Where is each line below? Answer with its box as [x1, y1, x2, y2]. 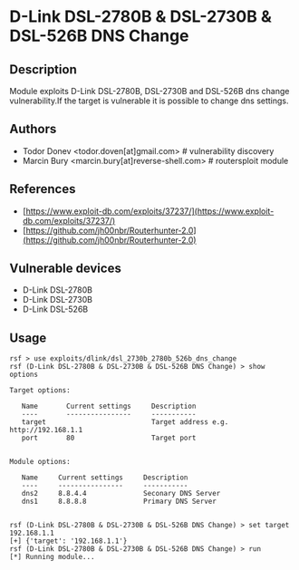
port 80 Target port [21, 433, 197, 443]
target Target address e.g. [21, 418, 229, 427]
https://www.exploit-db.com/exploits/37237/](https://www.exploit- [25, 206, 275, 217]
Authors [9, 121, 57, 137]
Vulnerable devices [9, 261, 122, 276]
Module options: [9, 458, 71, 467]
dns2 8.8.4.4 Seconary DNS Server [21, 489, 221, 498]
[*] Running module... [9, 553, 95, 562]
